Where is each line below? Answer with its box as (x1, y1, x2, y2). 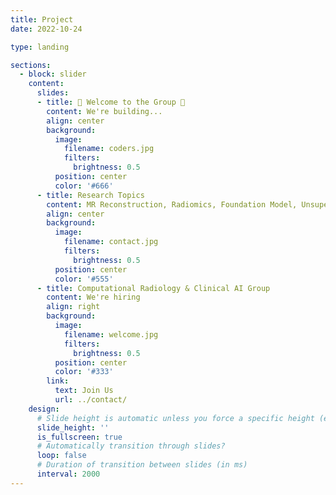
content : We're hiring (46, 292, 141, 303)
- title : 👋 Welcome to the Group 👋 (36, 97, 186, 107)
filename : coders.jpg (63, 144, 155, 154)
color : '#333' (54, 367, 114, 377)
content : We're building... (46, 106, 163, 116)
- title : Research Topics (36, 190, 145, 200)
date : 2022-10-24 (10, 24, 83, 34)
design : (28, 404, 60, 414)
